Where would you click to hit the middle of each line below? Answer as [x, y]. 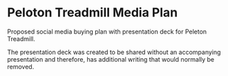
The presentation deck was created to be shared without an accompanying [114, 52]
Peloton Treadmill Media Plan [93, 13]
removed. [21, 66]
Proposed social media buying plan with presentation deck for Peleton [107, 31]
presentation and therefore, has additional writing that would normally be [111, 59]
